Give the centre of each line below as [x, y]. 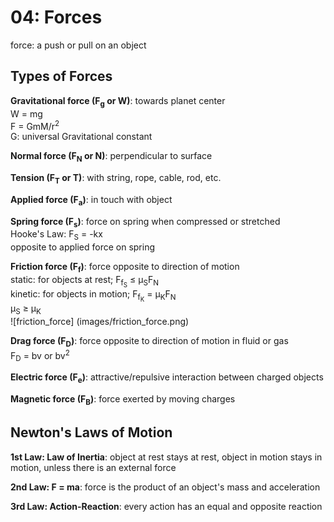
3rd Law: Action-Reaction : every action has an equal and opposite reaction [166, 506]
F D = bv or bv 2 [40, 355]
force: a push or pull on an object [78, 45]
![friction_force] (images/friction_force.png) [100, 322]
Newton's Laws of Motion [91, 432]
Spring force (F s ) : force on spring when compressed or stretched [145, 222]
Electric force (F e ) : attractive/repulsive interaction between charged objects [167, 378]
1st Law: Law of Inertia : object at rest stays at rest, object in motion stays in [166, 457]
